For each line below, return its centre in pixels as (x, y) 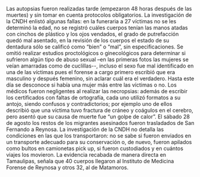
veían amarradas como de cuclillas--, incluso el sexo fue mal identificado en (100, 66)
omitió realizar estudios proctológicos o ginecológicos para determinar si (96, 53)
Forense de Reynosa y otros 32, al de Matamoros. (67, 167)
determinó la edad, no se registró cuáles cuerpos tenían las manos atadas (97, 28)
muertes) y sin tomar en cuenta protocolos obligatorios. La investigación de (99, 15)
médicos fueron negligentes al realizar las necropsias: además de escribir (97, 91)
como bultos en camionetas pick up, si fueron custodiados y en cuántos (95, 148)
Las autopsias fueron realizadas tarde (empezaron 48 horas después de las (99, 9)
